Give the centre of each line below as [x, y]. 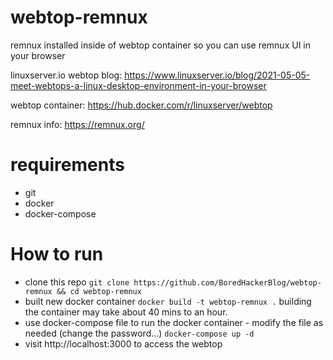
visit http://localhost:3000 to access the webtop [123, 343]
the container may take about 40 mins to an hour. [126, 312]
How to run [57, 254]
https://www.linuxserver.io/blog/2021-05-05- [217, 75]
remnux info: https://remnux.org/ [77, 124]
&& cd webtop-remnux [99, 291]
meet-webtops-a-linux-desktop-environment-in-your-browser [138, 85]
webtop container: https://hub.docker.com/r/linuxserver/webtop [141, 105]
